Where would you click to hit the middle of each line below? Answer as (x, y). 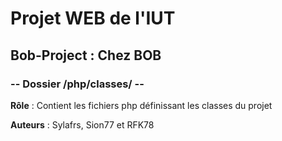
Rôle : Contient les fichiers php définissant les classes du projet (141, 105)
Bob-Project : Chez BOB (86, 55)
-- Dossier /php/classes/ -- (77, 84)
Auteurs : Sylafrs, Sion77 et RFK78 (82, 124)
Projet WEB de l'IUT (93, 18)
